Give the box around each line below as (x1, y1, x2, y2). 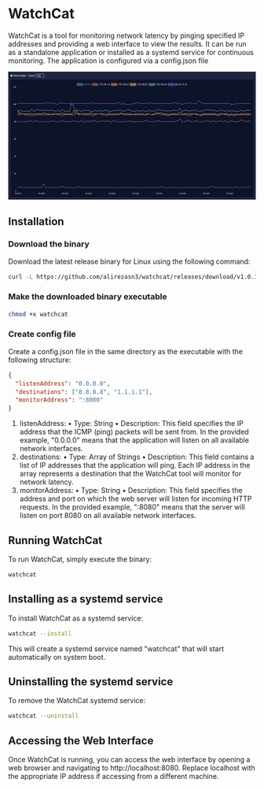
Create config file (8, 328, 76, 339)
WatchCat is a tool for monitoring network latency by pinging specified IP (8, 31, 245, 40)
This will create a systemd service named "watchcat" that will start (8, 643, 224, 654)
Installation (8, 215, 64, 228)
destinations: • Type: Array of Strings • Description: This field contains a (19, 452, 255, 461)
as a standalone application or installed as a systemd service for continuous (8, 47, 254, 57)
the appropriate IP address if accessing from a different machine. (8, 772, 219, 781)
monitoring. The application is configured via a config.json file (8, 56, 209, 65)
